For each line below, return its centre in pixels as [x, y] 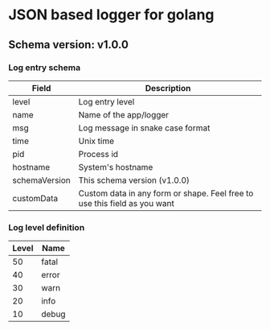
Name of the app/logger [124, 114]
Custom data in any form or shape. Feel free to [166, 193]
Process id [98, 154]
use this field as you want [126, 203]
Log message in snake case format [144, 128]
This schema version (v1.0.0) [134, 180]
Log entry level [106, 101]
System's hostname [116, 167]
